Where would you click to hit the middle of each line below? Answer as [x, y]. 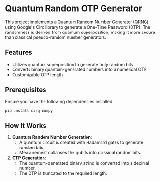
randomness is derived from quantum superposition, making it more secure [80, 32]
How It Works [26, 125]
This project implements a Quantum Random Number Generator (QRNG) [77, 22]
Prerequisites [26, 90]
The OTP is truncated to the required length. [63, 173]
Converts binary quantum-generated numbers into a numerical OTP [79, 69]
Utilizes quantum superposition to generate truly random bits [73, 64]
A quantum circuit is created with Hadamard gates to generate [81, 142]
